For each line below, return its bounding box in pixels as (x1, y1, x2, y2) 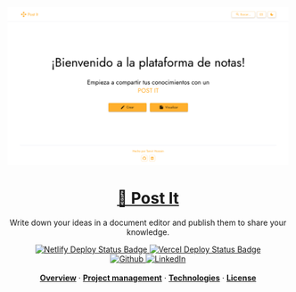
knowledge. (126, 227, 170, 238)
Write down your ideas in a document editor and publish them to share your (9, 217, 287, 229)
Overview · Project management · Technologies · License (39, 272, 257, 283)
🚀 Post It (117, 188, 179, 208)
